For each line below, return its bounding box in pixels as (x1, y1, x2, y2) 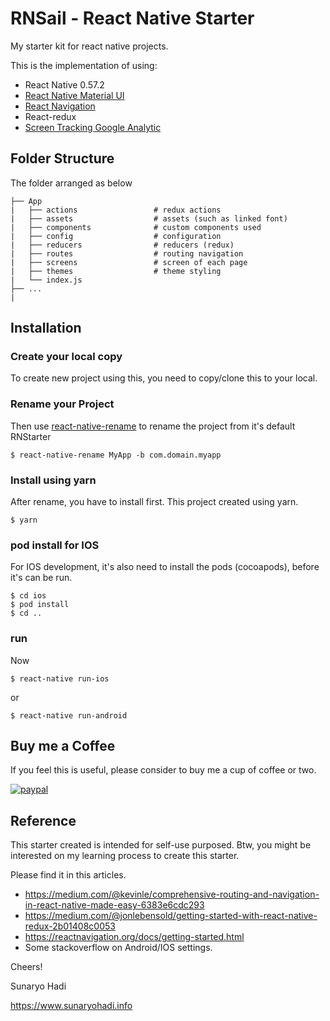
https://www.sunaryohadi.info (10, 1000, 133, 1012)
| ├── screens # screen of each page (10, 257, 248, 267)
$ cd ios (10, 591, 47, 601)
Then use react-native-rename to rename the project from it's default (10, 420, 296, 432)
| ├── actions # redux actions (10, 205, 222, 215)
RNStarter (10, 430, 52, 442)
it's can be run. (10, 572, 73, 584)
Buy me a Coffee (10, 738, 116, 755)
